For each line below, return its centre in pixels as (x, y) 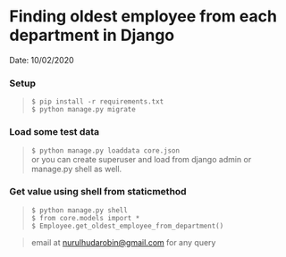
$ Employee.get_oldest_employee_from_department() (127, 226)
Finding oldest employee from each (143, 17)
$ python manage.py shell (79, 210)
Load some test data (55, 132)
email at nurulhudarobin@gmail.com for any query (123, 242)
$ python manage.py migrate (83, 110)
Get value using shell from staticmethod (98, 192)
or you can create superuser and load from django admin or (141, 159)
